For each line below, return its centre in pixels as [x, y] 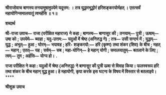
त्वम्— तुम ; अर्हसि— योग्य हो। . [31, 56]
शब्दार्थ [10, 23]
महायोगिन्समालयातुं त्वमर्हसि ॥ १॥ [31, 13]
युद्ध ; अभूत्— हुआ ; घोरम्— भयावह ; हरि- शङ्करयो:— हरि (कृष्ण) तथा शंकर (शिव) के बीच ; [79, 44]
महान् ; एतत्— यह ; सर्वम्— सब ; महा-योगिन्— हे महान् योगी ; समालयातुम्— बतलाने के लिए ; [85, 50]
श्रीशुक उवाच [15, 87]
